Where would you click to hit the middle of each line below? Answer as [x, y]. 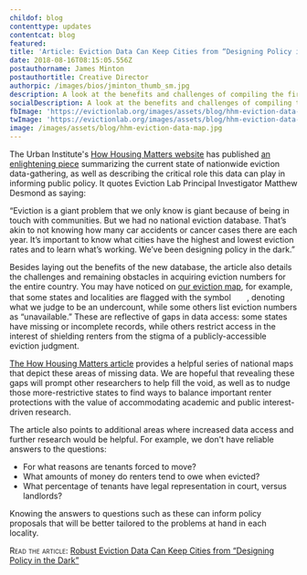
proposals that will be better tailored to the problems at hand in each [138, 523]
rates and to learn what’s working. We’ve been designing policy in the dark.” [152, 249]
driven [21, 412]
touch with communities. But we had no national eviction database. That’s [148, 220]
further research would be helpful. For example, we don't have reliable [142, 439]
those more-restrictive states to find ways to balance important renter [141, 392]
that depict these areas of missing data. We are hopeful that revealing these [152, 373]
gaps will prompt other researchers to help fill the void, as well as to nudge [150, 383]
